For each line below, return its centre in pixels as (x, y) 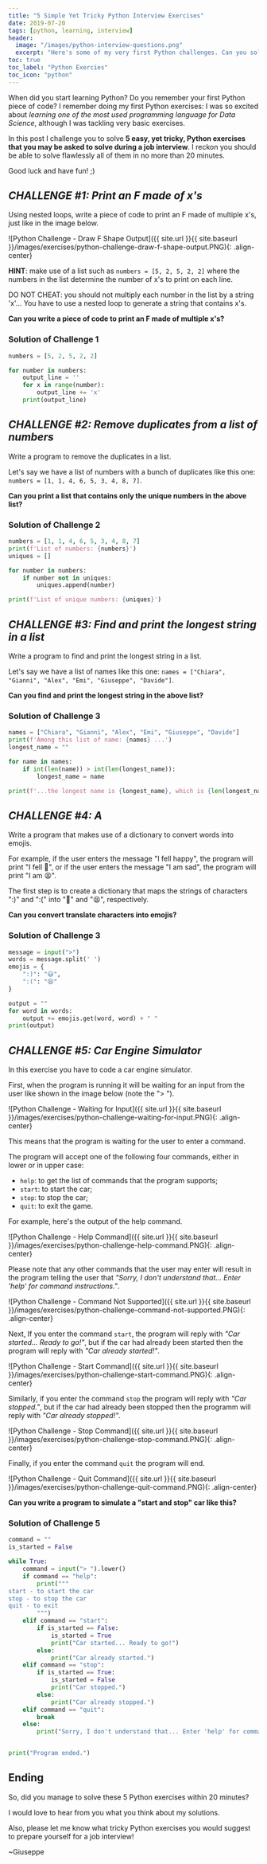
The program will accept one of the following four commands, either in (124, 1157)
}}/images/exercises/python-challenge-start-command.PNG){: (110, 1375)
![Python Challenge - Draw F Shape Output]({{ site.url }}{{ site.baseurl (123, 239)
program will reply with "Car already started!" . (84, 1351)
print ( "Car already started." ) (103, 1658)
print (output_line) (55, 400)
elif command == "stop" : (64, 1665)
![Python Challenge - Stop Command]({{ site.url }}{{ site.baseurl (113, 1431)
